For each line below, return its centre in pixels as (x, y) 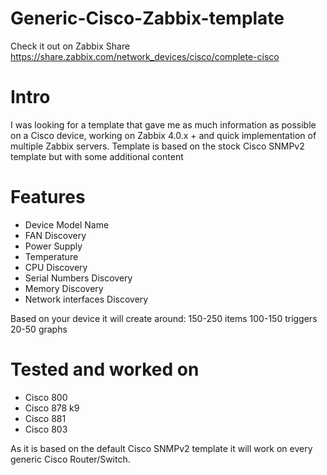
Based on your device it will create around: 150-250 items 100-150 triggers (164, 318)
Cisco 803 (46, 429)
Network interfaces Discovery (86, 299)
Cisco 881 (45, 418)
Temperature (51, 256)
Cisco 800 (46, 397)
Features (48, 197)
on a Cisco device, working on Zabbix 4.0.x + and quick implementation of (163, 135)
